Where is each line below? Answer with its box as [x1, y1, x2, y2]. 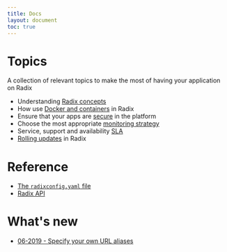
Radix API [17, 189, 45, 198]
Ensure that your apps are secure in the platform [17, 112, 157, 121]
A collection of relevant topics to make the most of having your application [7, 76, 221, 84]
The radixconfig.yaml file [17, 182, 91, 191]
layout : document [7, 17, 58, 24]
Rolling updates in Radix [17, 134, 87, 143]
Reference [7, 158, 68, 175]
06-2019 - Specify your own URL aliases [17, 237, 134, 245]
